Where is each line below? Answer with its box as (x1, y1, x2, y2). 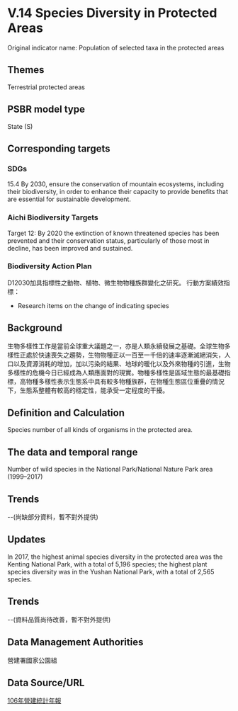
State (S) (7, 122, 33, 130)
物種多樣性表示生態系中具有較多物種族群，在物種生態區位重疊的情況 (25, 377, 225, 385)
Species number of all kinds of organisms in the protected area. (7, 426, 193, 434)
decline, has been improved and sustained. (7, 244, 133, 252)
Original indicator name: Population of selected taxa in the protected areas (7, 43, 225, 52)
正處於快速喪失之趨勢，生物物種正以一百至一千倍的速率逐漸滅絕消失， (19, 351, 225, 359)
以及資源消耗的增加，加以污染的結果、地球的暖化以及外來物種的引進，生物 (13, 359, 231, 368)
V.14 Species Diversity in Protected (7, 5, 217, 21)
